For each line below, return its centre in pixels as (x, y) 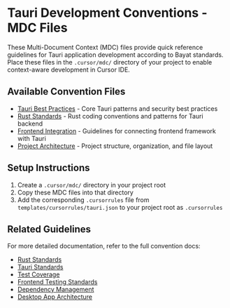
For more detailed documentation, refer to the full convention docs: (104, 246)
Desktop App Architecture (55, 297)
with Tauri (32, 138)
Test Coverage (38, 274)
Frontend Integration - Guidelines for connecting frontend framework (117, 130)
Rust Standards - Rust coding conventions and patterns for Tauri (110, 116)
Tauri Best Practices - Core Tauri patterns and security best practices (117, 108)
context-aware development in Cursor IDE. (69, 69)
